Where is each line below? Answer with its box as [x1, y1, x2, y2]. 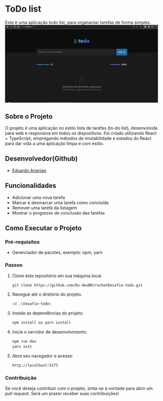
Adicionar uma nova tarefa [12, 194, 65, 200]
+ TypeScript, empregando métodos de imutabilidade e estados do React [5, 135, 152, 141]
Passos [5, 262, 23, 268]
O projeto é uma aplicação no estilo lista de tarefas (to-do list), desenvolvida [5, 125, 158, 131]
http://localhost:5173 [12, 363, 58, 368]
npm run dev [12, 339, 36, 344]
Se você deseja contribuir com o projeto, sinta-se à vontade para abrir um [5, 385, 153, 391]
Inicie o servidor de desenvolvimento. [12, 329, 87, 335]
